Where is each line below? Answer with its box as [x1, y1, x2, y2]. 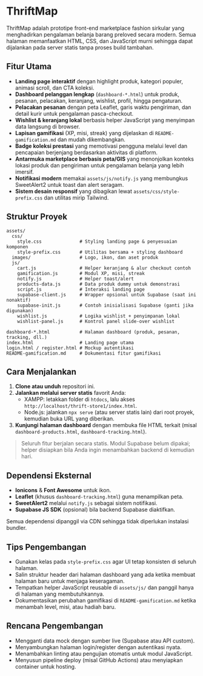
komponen [6, 243, 28, 250]
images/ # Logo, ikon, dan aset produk [12, 254, 159, 260]
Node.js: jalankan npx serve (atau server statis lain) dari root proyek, [24, 409, 195, 416]
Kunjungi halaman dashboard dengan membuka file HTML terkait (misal [15, 422, 197, 429]
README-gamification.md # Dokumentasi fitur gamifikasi [6, 350, 162, 357]
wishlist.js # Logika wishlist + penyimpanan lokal [17, 313, 181, 319]
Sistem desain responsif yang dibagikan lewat [15, 187, 132, 195]
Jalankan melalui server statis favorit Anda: [15, 389, 126, 397]
